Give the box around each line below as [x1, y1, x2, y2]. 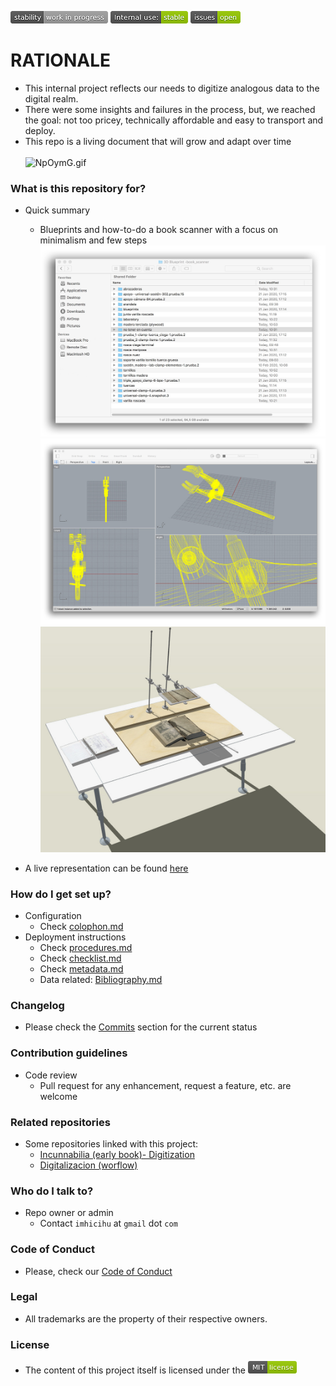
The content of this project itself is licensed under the [24, 1364, 246, 1376]
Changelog [10, 998, 65, 1012]
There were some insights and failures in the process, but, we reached [24, 103, 316, 115]
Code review [24, 1069, 78, 1081]
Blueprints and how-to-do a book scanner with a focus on [39, 224, 279, 236]
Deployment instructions [24, 931, 127, 943]
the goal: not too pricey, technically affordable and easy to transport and [24, 114, 324, 126]
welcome [39, 1090, 78, 1102]
